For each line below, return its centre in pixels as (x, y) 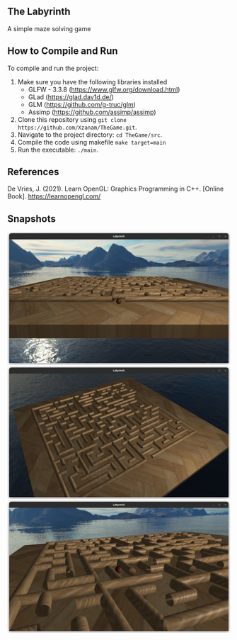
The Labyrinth (39, 12)
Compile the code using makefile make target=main (92, 142)
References (33, 172)
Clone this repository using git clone (72, 119)
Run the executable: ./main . (58, 150)
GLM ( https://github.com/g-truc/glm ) (82, 104)
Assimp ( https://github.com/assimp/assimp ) (92, 112)
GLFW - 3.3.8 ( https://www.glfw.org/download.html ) (104, 89)
